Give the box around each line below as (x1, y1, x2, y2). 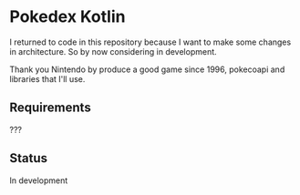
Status (9, 150, 48, 166)
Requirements (9, 100, 91, 116)
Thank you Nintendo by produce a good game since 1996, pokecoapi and (9, 64, 285, 75)
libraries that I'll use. (9, 73, 86, 84)
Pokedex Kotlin (9, 6, 126, 27)
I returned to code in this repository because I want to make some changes (9, 36, 292, 47)
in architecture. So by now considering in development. (9, 46, 217, 56)
